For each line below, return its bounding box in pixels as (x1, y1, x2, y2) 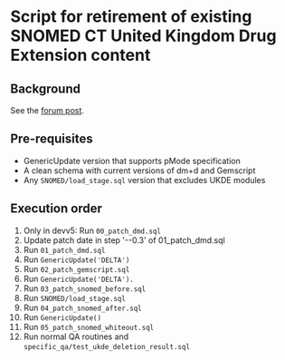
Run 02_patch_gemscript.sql (23, 263, 130, 274)
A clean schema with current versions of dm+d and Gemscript (23, 165, 256, 176)
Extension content (10, 45, 151, 65)
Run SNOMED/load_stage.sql (23, 292, 126, 303)
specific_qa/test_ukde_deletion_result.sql (23, 342, 191, 351)
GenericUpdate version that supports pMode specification (23, 155, 241, 166)
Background (10, 81, 81, 96)
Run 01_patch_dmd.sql (23, 244, 106, 255)
